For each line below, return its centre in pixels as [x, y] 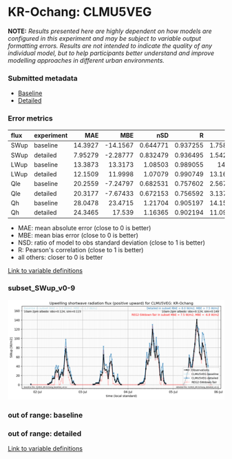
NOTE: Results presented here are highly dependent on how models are [110, 31]
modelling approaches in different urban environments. [86, 60]
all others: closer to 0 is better [60, 257]
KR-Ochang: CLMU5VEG [80, 12]
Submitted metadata [43, 78]
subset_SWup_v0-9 [42, 288]
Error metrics [31, 119]
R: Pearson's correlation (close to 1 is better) [81, 249]
